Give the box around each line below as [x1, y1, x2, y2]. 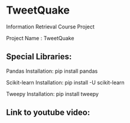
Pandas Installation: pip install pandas [6, 67, 98, 75]
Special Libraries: [6, 51, 72, 62]
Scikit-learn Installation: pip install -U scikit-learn [6, 79, 125, 86]
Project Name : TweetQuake [6, 34, 74, 41]
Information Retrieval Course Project [6, 23, 95, 30]
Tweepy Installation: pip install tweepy [6, 90, 99, 98]
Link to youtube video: [6, 108, 90, 118]
